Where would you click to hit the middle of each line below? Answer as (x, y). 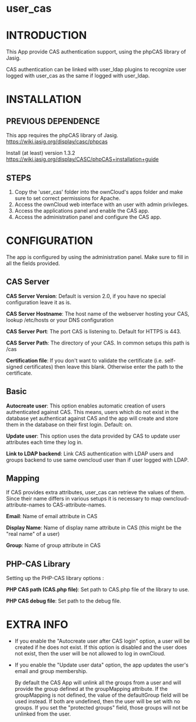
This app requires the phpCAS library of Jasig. (62, 135)
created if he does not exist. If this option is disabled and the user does (101, 647)
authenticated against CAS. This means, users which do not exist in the (92, 412)
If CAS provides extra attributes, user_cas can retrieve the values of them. (96, 492)
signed (14, 366)
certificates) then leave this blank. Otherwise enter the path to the (104, 366)
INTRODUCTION (46, 36)
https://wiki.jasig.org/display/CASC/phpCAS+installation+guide (82, 159)
